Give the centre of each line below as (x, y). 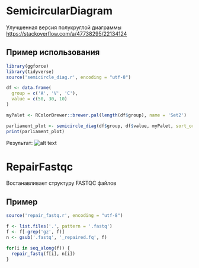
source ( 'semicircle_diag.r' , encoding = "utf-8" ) (69, 77)
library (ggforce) (28, 66)
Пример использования (53, 53)
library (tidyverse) (30, 72)
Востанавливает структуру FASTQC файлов (61, 183)
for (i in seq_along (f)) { (38, 248)
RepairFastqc (40, 167)
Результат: (20, 143)
